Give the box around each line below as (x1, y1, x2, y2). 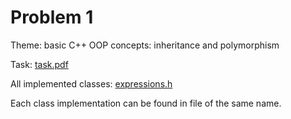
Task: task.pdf (10, 58, 69, 70)
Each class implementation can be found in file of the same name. (10, 97, 282, 109)
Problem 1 (10, 6, 94, 29)
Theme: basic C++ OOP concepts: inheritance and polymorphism (10, 39, 280, 51)
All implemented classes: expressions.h (10, 77, 173, 90)
